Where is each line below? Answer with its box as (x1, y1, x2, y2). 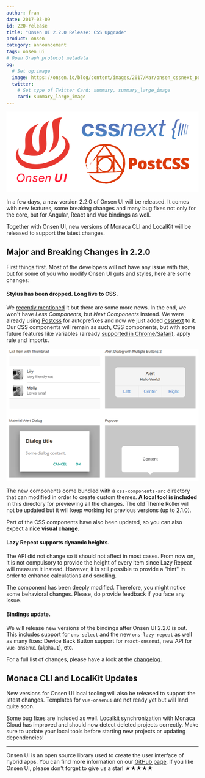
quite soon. (6, 702, 35, 709)
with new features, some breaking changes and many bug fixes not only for (6, 205, 196, 212)
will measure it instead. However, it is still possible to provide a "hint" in (6, 565, 185, 572)
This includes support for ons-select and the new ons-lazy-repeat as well (6, 631, 192, 639)
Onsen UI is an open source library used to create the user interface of (6, 751, 184, 758)
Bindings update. (6, 610, 51, 618)
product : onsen (6, 35, 45, 42)
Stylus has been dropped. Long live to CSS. (6, 291, 118, 298)
